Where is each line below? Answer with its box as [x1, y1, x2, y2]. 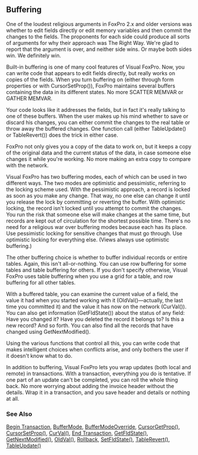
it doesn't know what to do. [6, 352, 73, 359]
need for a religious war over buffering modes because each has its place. [6, 223, 187, 230]
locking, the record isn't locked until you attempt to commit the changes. [6, 204, 183, 212]
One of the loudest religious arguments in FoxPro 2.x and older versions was [6, 20, 192, 27]
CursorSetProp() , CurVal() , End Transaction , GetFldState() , [6, 430, 149, 437]
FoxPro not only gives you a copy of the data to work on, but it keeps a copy [6, 143, 192, 150]
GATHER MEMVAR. [6, 95, 53, 102]
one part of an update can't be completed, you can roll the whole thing [6, 376, 178, 383]
